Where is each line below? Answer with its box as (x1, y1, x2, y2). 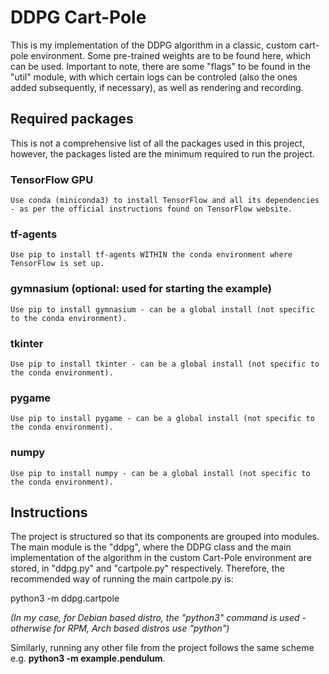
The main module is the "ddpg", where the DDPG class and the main (10, 541, 292, 553)
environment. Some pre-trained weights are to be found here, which (30, 49, 311, 61)
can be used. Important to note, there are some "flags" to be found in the (10, 60, 312, 72)
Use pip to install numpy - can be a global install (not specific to (10, 468, 311, 478)
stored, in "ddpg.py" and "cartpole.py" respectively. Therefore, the (10, 562, 285, 575)
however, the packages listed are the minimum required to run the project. (10, 147, 315, 160)
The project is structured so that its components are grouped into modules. (10, 531, 320, 543)
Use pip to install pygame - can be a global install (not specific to (10, 414, 315, 424)
